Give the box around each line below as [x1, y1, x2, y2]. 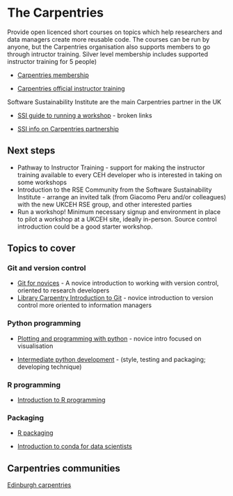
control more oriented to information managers [17, 301, 152, 310]
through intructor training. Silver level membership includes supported [7, 50, 209, 58]
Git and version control [7, 263, 86, 273]
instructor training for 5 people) [7, 57, 97, 65]
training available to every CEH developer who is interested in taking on [17, 170, 223, 179]
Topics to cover [7, 242, 76, 254]
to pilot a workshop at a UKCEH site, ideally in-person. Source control [17, 215, 217, 223]
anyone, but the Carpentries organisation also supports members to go [7, 42, 211, 51]
